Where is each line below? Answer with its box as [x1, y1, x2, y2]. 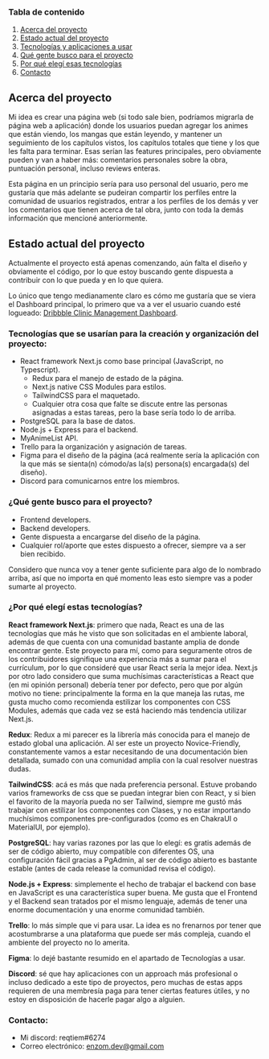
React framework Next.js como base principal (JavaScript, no [19, 357, 224, 366]
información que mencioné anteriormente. [8, 213, 148, 223]
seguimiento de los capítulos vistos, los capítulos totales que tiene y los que [8, 138, 259, 147]
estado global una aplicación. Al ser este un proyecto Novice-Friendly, [8, 738, 241, 747]
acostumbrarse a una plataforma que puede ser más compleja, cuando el [8, 929, 251, 938]
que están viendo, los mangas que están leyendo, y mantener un [8, 130, 222, 139]
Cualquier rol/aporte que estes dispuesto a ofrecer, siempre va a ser [19, 540, 247, 550]
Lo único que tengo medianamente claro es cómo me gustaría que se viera [8, 291, 256, 300]
